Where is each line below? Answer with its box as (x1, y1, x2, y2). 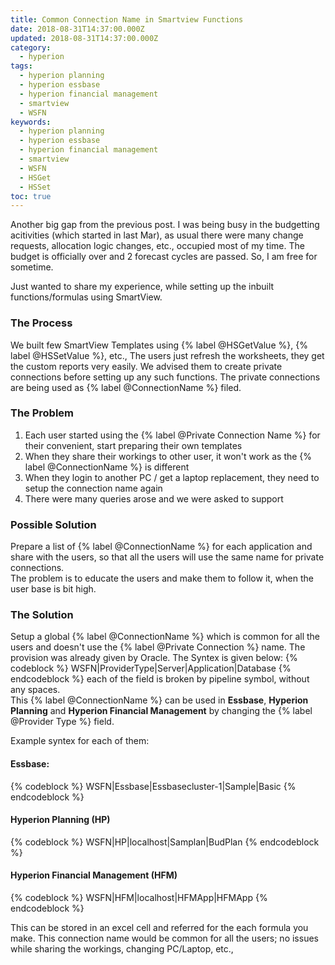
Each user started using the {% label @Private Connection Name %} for (24, 429, 321, 441)
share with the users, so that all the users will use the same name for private (10, 551, 325, 563)
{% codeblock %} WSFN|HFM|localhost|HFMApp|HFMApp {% (10, 892, 268, 904)
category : (10, 42, 52, 53)
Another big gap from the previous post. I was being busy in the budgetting (10, 219, 320, 231)
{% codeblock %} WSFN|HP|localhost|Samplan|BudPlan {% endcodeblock (10, 836, 320, 848)
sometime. (10, 261, 54, 273)
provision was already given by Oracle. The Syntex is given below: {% (10, 652, 298, 664)
